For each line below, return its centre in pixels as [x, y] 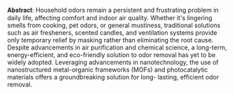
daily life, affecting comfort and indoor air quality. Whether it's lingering [110, 18]
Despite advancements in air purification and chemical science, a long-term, [117, 47]
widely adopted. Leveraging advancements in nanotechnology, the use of [113, 62]
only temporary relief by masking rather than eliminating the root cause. [110, 40]
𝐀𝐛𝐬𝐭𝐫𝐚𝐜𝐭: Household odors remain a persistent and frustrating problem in [113, 10]
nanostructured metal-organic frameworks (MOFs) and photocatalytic [108, 70]
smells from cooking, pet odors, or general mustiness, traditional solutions [114, 25]
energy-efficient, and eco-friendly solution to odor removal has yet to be [111, 55]
